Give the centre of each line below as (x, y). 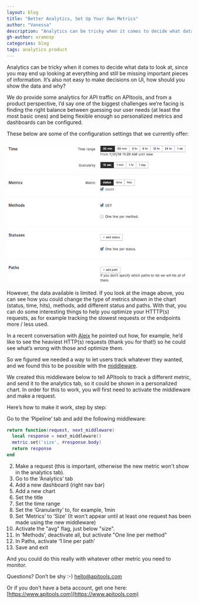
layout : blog (23, 12)
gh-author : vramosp (31, 37)
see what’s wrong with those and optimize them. (65, 348)
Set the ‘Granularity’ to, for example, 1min (65, 509)
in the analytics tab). (40, 472)
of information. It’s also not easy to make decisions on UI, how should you (96, 79)
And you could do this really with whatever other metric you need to (89, 558)
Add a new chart (35, 491)
